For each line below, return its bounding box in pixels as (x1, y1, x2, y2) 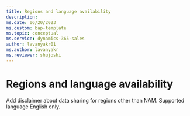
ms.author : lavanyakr (6, 47, 59, 53)
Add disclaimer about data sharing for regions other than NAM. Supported (6, 97, 185, 104)
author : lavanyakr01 (6, 42, 57, 47)
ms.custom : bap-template (6, 25, 67, 31)
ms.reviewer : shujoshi (6, 52, 61, 58)
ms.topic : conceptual (6, 30, 59, 36)
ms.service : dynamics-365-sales (6, 36, 85, 42)
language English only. (6, 103, 61, 110)
